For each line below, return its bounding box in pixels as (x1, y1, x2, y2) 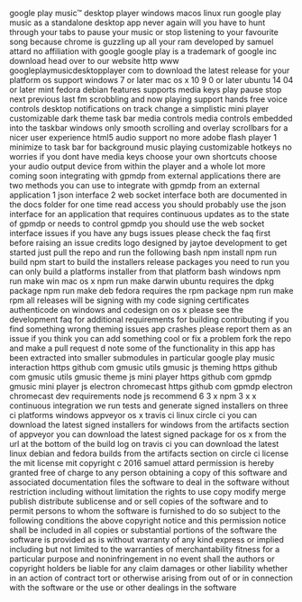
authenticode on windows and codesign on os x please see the (9, 305, 244, 315)
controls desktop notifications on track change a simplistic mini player (9, 104, 270, 114)
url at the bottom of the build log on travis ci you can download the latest (9, 439, 279, 449)
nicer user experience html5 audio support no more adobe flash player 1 (9, 132, 278, 142)
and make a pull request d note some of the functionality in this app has (9, 342, 276, 353)
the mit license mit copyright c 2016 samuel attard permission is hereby (9, 458, 275, 468)
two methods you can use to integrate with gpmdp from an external (9, 180, 260, 190)
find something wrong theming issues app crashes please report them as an (9, 324, 293, 334)
